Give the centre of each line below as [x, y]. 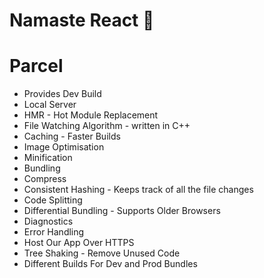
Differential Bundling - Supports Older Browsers [122, 211]
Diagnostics [48, 221]
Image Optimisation [64, 147]
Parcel [36, 66]
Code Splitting [53, 200]
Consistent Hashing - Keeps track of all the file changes [138, 190]
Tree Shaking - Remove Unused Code [102, 253]
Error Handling [54, 232]
